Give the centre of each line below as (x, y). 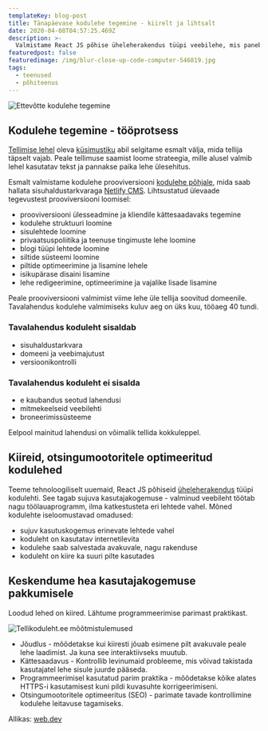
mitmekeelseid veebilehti (61, 408)
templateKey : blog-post (48, 16)
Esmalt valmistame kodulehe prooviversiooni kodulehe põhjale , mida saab (130, 182)
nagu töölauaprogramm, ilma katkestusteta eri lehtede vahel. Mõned (120, 506)
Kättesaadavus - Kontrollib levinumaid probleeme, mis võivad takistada (136, 661)
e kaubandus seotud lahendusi (70, 400)
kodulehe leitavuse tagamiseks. (71, 703)
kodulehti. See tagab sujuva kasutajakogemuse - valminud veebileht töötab (132, 497)
